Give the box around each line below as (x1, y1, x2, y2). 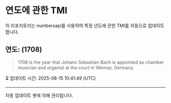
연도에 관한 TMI (5, 5, 68, 16)
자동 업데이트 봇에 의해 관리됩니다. (5, 92, 73, 98)
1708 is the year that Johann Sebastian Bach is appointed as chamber (17, 59, 164, 65)
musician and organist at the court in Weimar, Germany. (17, 64, 134, 70)
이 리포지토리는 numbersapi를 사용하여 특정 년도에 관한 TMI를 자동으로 (5, 22, 147, 29)
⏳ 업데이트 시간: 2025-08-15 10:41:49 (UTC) (5, 75, 96, 81)
